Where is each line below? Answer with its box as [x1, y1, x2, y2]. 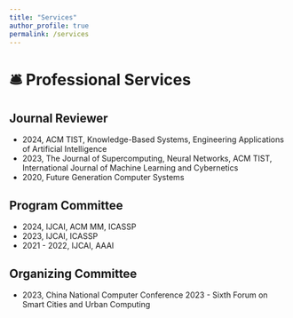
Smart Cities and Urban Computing [21, 299, 151, 309]
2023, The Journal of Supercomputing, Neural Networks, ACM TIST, [21, 153, 273, 164]
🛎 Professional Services [9, 69, 192, 90]
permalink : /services [9, 29, 90, 38]
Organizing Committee [9, 266, 138, 281]
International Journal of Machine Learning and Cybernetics [21, 163, 239, 173]
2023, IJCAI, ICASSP [21, 231, 99, 242]
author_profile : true [9, 21, 90, 30]
